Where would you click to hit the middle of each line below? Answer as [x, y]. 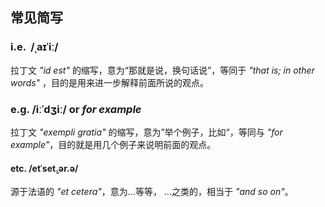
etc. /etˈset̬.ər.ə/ [44, 168]
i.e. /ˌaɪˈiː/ [34, 47]
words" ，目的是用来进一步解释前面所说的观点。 [110, 82]
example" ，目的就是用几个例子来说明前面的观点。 [113, 144]
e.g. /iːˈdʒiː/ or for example [76, 109]
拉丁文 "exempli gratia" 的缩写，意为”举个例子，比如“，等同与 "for [146, 132]
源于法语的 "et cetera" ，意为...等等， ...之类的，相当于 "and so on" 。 [152, 192]
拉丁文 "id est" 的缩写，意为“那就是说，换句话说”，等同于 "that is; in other [162, 70]
